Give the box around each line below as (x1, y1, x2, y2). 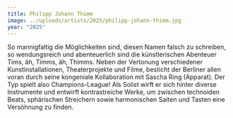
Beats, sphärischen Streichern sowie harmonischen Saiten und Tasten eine (7, 95, 225, 104)
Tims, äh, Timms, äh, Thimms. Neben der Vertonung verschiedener (7, 58, 203, 66)
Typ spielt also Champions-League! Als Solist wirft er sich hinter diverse (7, 81, 217, 89)
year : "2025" (7, 23, 46, 30)
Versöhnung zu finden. (7, 103, 74, 112)
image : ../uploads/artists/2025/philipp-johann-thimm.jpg (7, 17, 181, 24)
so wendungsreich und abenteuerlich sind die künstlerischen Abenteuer (7, 50, 217, 59)
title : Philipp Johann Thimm (7, 10, 93, 18)
